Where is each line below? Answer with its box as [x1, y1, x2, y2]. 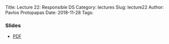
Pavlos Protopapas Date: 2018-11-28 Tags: [5, 9, 94, 15]
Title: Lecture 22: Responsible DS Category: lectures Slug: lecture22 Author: [5, 4, 164, 10]
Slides [5, 22, 21, 29]
